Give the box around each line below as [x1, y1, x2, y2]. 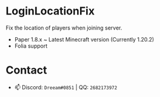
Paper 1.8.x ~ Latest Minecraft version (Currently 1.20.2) [14, 36, 155, 43]
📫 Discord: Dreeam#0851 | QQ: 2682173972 [14, 83, 118, 91]
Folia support [14, 42, 48, 49]
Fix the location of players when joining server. [5, 24, 122, 31]
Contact [5, 63, 47, 77]
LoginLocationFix [5, 4, 95, 18]
